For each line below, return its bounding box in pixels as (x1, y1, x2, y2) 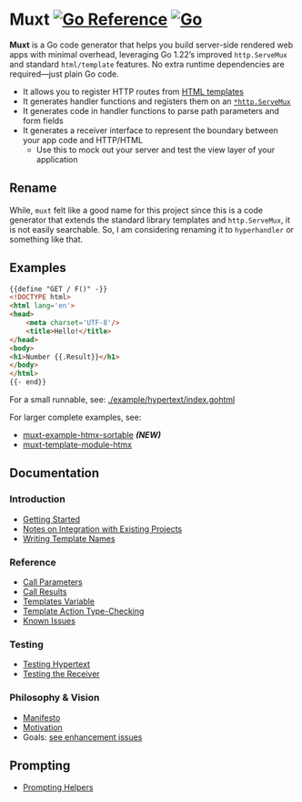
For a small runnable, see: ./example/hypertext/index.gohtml (9, 394, 236, 405)
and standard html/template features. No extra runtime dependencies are (9, 58, 285, 69)
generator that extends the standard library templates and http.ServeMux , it (9, 214, 291, 225)
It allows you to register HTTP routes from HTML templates (22, 86, 244, 97)
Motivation (22, 722, 64, 733)
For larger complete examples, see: (9, 411, 142, 423)
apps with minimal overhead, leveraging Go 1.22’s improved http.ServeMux (9, 48, 288, 59)
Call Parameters (22, 577, 84, 588)
